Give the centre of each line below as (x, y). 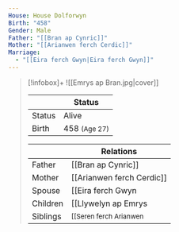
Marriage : (25, 52)
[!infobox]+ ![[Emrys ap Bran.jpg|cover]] (93, 82)
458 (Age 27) (86, 128)
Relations (119, 151)
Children (48, 203)
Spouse (46, 190)
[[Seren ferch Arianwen (107, 216)
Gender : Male (30, 30)
